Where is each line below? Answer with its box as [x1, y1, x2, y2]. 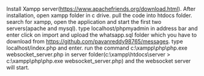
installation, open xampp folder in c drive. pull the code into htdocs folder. [6, 12, 192, 19]
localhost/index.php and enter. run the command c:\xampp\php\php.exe [6, 44, 188, 51]
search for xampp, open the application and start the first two [6, 18, 162, 25]
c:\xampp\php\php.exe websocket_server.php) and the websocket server [6, 58, 191, 64]
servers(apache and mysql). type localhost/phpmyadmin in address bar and [6, 25, 198, 32]
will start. [6, 64, 29, 71]
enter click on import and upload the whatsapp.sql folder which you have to [6, 31, 197, 39]
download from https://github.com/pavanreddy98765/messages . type [6, 38, 183, 45]
